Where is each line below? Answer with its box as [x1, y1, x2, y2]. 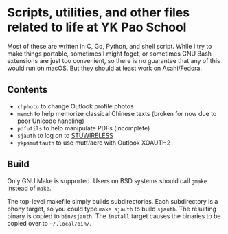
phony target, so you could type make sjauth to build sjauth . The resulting [7, 204, 217, 213]
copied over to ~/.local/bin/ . [7, 219, 92, 227]
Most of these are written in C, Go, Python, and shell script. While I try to [7, 42, 212, 50]
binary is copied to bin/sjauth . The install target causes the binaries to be [7, 211, 221, 220]
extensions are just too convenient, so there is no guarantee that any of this [7, 56, 221, 65]
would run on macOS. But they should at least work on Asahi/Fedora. [7, 64, 203, 72]
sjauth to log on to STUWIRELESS [16, 131, 113, 139]
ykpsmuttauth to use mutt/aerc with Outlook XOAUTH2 [16, 139, 171, 147]
